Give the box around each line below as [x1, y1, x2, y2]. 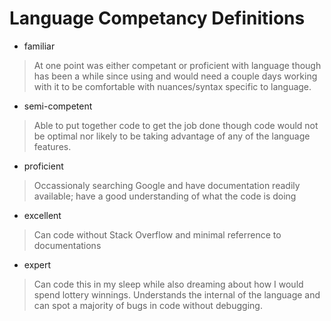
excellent [23, 209, 62, 221]
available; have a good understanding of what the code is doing [33, 190, 297, 202]
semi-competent [23, 100, 93, 112]
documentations [33, 239, 102, 251]
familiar [23, 40, 56, 52]
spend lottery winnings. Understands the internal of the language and [33, 288, 321, 301]
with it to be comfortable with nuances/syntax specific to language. [33, 80, 312, 92]
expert [23, 258, 52, 271]
